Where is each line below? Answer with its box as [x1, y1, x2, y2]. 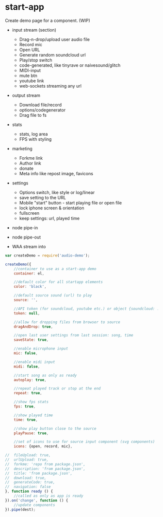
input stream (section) [12, 27, 57, 33]
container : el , [14, 271, 45, 276]
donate [19, 165, 34, 171]
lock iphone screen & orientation [19, 205, 84, 211]
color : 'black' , [14, 284, 47, 289]
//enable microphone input [14, 346, 68, 351]
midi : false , [14, 364, 40, 369]
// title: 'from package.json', [5, 471, 73, 476]
